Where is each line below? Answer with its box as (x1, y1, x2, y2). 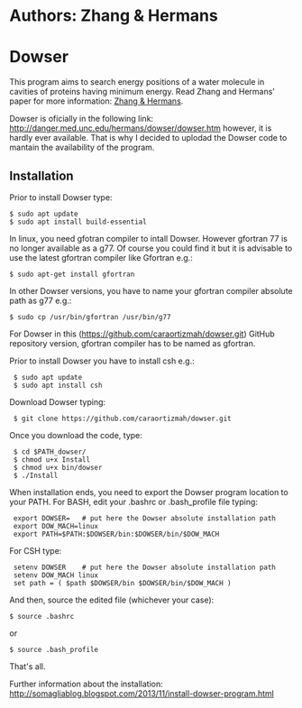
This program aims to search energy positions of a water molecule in (9, 77, 265, 87)
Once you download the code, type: (9, 429, 142, 440)
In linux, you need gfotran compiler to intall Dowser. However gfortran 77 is (9, 233, 288, 244)
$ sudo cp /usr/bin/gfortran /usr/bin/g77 (9, 312, 171, 321)
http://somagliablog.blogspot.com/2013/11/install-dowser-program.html (9, 687, 275, 699)
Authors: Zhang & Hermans (9, 5, 218, 26)
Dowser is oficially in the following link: (9, 114, 154, 124)
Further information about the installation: (9, 678, 164, 689)
